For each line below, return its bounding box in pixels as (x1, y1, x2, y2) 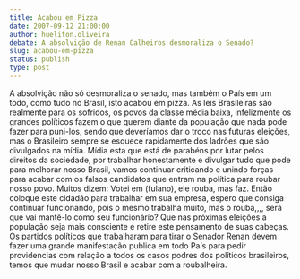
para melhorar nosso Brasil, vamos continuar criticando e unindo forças (9, 163, 274, 175)
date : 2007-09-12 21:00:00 (9, 22, 110, 31)
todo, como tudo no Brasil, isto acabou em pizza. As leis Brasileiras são (9, 97, 273, 108)
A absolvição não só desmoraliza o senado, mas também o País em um (9, 87, 272, 99)
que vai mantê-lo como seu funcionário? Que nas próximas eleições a (9, 212, 267, 222)
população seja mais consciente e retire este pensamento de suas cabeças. (9, 221, 289, 231)
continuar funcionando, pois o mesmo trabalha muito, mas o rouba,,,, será (9, 202, 282, 213)
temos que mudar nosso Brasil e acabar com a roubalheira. (9, 259, 227, 270)
